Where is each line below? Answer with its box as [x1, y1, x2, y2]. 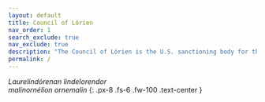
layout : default [8, 11, 62, 20]
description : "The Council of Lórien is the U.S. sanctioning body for [8, 48, 248, 56]
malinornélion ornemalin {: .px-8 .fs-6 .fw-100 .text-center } [8, 85, 203, 94]
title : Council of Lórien [8, 19, 93, 27]
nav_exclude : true [8, 41, 69, 49]
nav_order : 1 [8, 26, 51, 34]
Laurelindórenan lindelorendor [8, 76, 107, 86]
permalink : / [8, 56, 51, 64]
